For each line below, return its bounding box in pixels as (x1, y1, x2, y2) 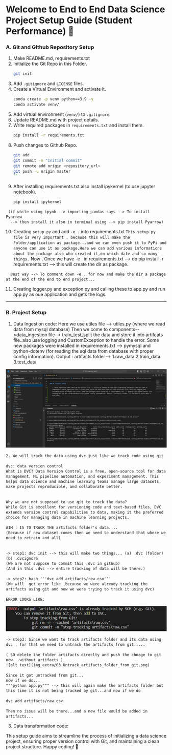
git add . (13, 152, 35, 157)
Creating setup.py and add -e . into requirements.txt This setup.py (13, 229, 156, 235)
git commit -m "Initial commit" (13, 158, 82, 163)
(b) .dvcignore (6, 556, 38, 561)
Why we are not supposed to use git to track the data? (6, 499, 127, 504)
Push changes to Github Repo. (13, 142, 78, 148)
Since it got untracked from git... (6, 673, 84, 678)
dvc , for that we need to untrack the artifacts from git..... (6, 642, 145, 647)
